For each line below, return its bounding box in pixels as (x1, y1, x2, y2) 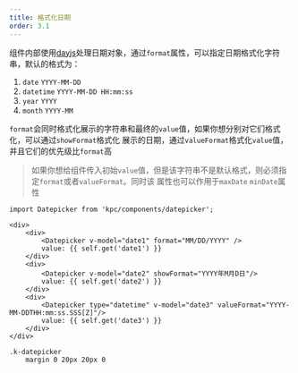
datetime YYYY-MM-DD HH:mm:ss (21, 87, 134, 97)
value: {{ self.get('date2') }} (41, 276, 163, 286)
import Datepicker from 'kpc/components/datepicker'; (9, 205, 215, 214)
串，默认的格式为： (9, 58, 81, 69)
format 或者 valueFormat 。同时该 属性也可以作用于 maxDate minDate (38, 175, 278, 186)
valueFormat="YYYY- (217, 301, 291, 309)
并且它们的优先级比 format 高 (9, 145, 112, 157)
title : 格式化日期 (9, 13, 72, 22)
